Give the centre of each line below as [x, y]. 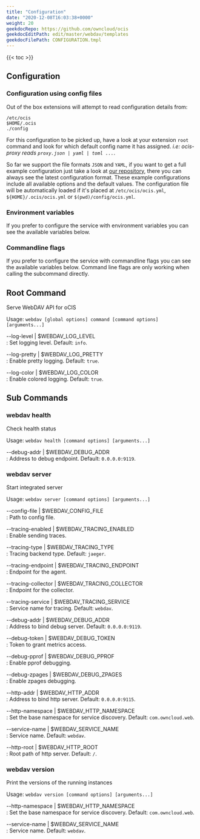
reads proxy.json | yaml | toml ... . [69, 153]
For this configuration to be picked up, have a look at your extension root [98, 139]
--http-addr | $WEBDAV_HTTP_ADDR [53, 693]
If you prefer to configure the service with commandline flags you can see [99, 261]
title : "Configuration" [36, 12]
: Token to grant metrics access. [46, 645]
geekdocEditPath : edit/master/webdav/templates [68, 35]
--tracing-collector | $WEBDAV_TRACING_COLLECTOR [75, 584]
